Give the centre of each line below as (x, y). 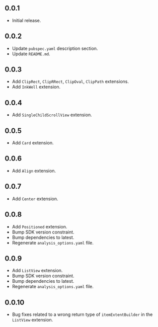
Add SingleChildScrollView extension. (52, 115)
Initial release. (26, 20)
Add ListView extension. (37, 271)
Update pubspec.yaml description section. (55, 48)
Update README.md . (31, 54)
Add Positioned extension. (39, 226)
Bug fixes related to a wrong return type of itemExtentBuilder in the (82, 314)
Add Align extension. (34, 171)
